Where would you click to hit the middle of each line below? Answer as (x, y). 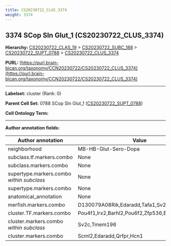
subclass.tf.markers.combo (40, 157)
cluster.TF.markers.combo (39, 213)
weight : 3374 (19, 15)
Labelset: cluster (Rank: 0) (33, 94)
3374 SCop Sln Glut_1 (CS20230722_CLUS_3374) (84, 35)
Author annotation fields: (33, 128)
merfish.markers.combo (36, 205)
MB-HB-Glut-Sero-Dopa (109, 149)
